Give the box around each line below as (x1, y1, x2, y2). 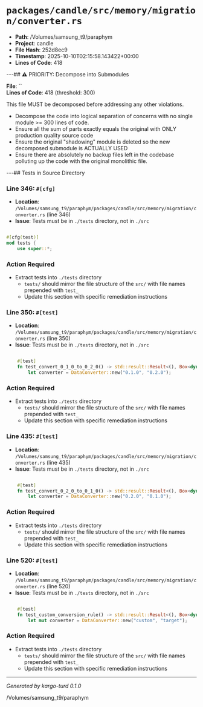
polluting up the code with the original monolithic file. (14, 157, 148, 165)
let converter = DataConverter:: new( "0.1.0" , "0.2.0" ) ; (28, 370, 172, 376)
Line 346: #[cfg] (6, 184, 56, 193)
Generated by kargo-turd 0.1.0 (6, 682, 82, 689)
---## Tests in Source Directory (6, 169, 85, 176)
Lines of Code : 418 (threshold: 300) (6, 88, 95, 96)
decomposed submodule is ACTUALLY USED (14, 144, 128, 151)
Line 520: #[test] (6, 556, 59, 565)
